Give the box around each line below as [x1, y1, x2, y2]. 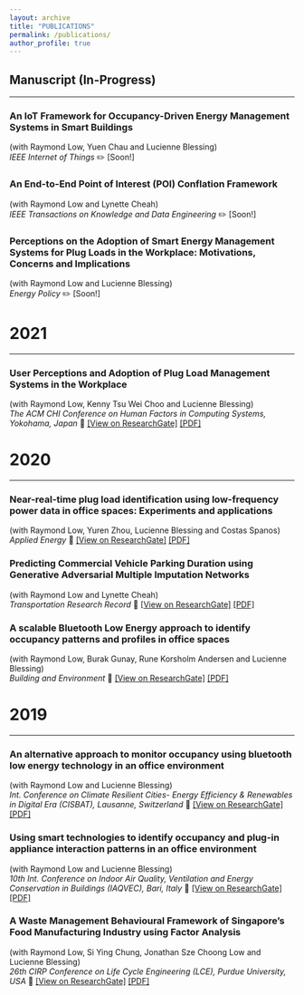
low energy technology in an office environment [9, 758, 224, 771]
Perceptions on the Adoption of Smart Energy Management [9, 235, 275, 247]
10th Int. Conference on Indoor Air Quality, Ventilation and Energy [9, 873, 253, 884]
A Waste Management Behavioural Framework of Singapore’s [9, 914, 285, 927]
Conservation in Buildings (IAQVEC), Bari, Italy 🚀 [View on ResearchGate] [9, 883, 282, 894]
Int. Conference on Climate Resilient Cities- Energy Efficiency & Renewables [9, 789, 293, 800]
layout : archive [9, 13, 71, 23]
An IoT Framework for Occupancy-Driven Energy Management [9, 110, 290, 122]
